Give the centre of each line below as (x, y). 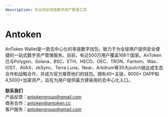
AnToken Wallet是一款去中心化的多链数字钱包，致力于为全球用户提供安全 (80, 49)
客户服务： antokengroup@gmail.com (43, 109)
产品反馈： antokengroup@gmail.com (43, 97)
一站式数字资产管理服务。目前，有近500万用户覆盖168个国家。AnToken (88, 55)
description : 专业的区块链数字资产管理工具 (46, 10)
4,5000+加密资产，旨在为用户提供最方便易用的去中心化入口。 (69, 80)
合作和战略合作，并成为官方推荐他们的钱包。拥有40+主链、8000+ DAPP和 (82, 74)
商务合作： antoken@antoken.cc (38, 103)
